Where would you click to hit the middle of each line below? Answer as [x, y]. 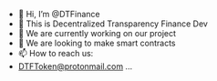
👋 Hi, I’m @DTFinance [59, 14]
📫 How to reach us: [56, 53]
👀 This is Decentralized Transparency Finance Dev [113, 24]
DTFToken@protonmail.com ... [75, 66]
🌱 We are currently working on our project [97, 33]
